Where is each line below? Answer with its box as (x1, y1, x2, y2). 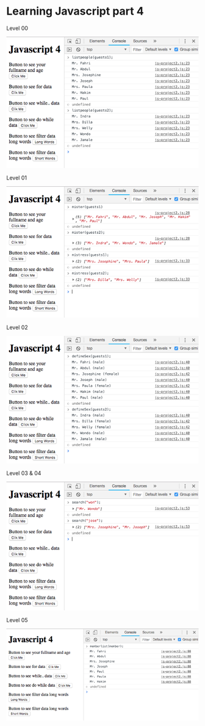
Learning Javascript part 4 (6, 4, 145, 18)
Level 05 (6, 616, 29, 623)
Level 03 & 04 (6, 469, 41, 477)
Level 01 (6, 174, 27, 181)
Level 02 (6, 324, 29, 331)
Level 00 (6, 24, 29, 32)
